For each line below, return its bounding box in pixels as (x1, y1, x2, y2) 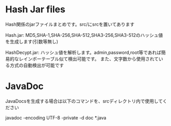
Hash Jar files (5, 4, 66, 15)
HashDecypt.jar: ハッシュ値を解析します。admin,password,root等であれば (5, 49, 162, 55)
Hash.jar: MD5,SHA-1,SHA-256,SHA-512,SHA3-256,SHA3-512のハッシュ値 (5, 32, 163, 38)
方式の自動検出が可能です (9, 62, 64, 68)
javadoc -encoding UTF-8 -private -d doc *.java (5, 114, 107, 121)
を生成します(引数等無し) (5, 38, 59, 45)
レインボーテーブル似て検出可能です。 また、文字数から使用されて (18, 55, 159, 62)
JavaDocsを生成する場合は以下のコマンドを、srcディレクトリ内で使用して (5, 98, 163, 104)
